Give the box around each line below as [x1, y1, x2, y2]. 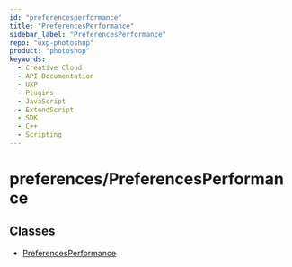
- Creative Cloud [17, 64, 83, 73]
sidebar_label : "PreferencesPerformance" [9, 30, 167, 39]
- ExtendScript [17, 105, 75, 114]
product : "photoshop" [9, 47, 91, 56]
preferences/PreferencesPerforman [9, 169, 285, 190]
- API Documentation [17, 72, 94, 81]
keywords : [9, 55, 47, 64]
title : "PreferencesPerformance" [9, 22, 135, 31]
